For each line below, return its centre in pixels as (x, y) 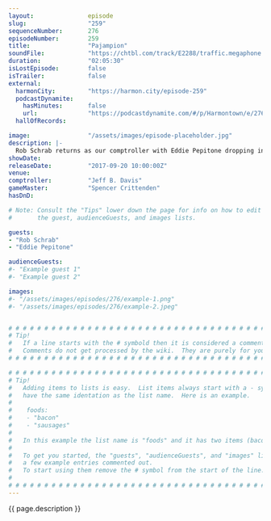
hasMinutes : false (65, 106)
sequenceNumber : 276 (54, 31)
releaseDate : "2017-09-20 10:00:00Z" (88, 166)
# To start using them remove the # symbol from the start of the (126, 471)
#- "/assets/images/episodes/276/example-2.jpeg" (94, 307)
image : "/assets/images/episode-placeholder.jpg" (120, 136)
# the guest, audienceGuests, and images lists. (102, 218)
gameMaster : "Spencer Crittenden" (84, 188)
